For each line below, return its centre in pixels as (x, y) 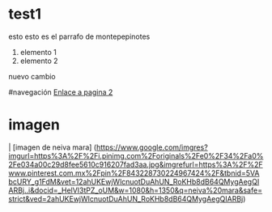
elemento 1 (38, 52)
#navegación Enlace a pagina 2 (61, 92)
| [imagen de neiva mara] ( (53, 147)
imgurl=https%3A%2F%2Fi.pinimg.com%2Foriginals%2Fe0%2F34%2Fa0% (136, 155)
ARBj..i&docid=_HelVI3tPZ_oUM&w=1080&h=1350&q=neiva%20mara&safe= (136, 190)
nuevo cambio (32, 76)
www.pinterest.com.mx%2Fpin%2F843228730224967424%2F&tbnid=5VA (134, 173)
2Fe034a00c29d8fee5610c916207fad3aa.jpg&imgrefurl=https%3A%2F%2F (136, 164)
